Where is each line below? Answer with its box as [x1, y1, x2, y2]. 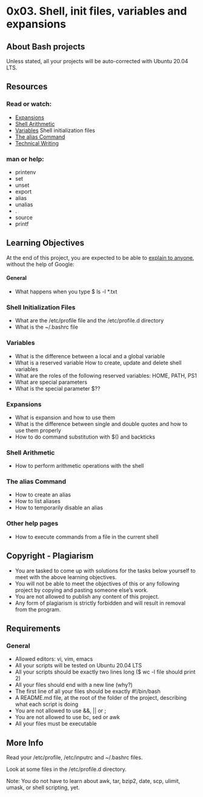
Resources [6, 82, 48, 92]
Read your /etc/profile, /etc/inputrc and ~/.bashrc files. [6, 754, 143, 761]
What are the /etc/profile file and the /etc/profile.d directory [15, 317, 164, 324]
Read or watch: [6, 100, 52, 108]
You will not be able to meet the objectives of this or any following [15, 580, 180, 587]
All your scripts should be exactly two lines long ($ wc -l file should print [15, 668, 196, 676]
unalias [15, 201, 33, 208]
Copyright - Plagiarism [6, 551, 94, 561]
